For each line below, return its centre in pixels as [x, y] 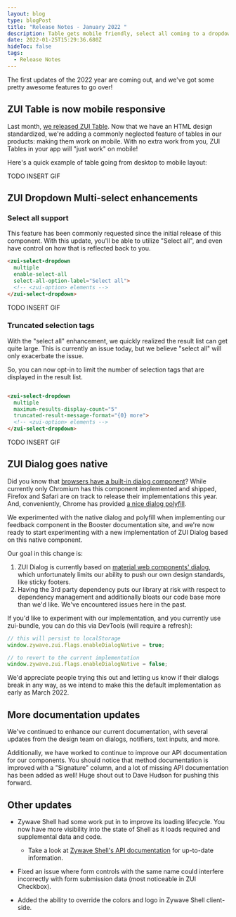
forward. [20, 783]
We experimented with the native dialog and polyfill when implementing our [117, 517]
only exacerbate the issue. [46, 355]
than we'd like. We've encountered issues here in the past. [102, 604]
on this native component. [45, 540]
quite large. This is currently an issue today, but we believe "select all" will [114, 348]
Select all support [38, 217]
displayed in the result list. [45, 377]
